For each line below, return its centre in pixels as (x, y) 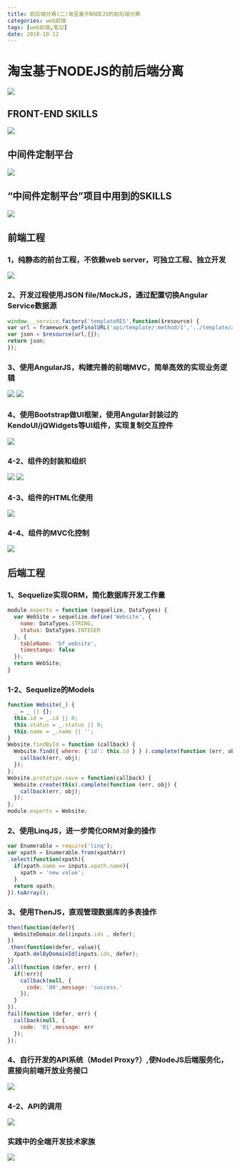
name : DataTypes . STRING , (57, 623)
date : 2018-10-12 (33, 34)
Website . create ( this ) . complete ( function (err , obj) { (95, 784)
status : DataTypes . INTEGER (60, 630)
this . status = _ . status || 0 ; (59, 725)
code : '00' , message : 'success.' (74, 987)
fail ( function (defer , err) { (52, 1014)
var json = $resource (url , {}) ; (54, 334)
